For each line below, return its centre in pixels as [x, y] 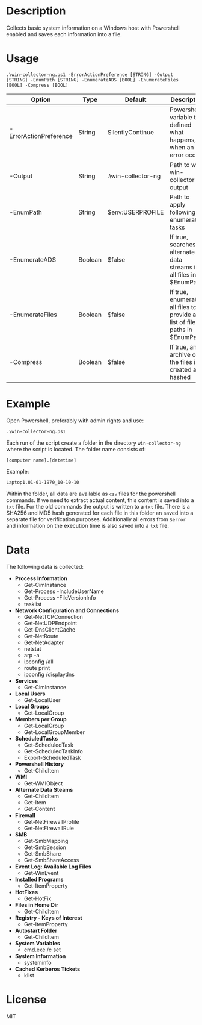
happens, [183, 140]
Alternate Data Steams [44, 789]
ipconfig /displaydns [49, 674]
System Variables [37, 943]
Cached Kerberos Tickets [47, 969]
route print [37, 668]
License [26, 999]
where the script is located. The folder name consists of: [76, 449]
